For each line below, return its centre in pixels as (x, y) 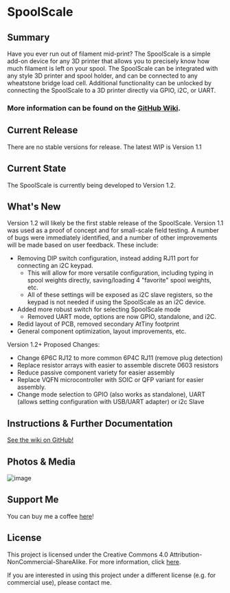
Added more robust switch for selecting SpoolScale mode (99, 309)
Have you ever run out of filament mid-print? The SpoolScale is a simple (109, 54)
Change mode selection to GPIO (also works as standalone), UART (111, 394)
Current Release (43, 130)
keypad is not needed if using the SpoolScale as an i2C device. (116, 302)
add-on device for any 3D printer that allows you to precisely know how (108, 61)
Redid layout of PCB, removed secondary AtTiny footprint (98, 324)
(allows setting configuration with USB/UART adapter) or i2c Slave (111, 402)
